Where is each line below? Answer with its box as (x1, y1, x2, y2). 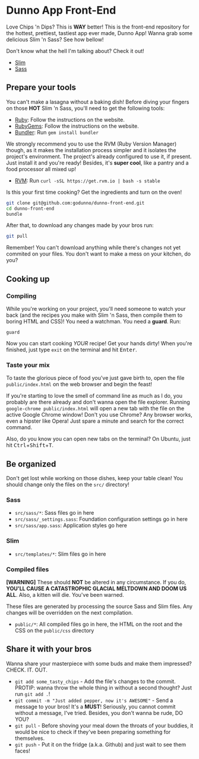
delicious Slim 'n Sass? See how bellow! (6, 36, 104, 43)
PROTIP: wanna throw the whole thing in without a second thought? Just (14, 684, 192, 691)
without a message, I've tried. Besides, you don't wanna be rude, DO (14, 709, 183, 716)
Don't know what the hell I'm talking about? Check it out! (6, 47, 144, 54)
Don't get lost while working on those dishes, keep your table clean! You (6, 475, 183, 482)
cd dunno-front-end (6, 206, 55, 212)
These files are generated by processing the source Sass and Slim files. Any (6, 603, 193, 610)
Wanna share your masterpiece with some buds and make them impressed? (6, 660, 192, 667)
